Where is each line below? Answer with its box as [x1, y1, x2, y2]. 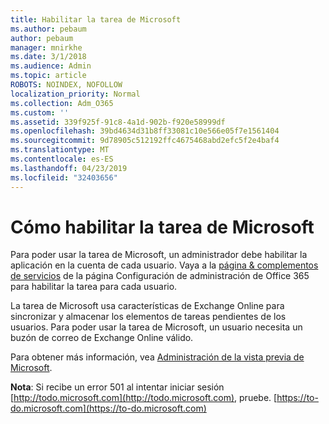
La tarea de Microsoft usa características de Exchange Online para [10, 300, 285, 312]
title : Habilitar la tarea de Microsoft [10, 14, 182, 25]
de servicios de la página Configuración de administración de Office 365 [10, 270, 310, 282]
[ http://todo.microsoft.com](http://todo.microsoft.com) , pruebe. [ [10, 392, 278, 404]
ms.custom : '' [10, 107, 70, 118]
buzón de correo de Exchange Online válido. [10, 332, 194, 344]
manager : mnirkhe [10, 42, 83, 53]
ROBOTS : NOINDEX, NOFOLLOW [10, 80, 123, 90]
